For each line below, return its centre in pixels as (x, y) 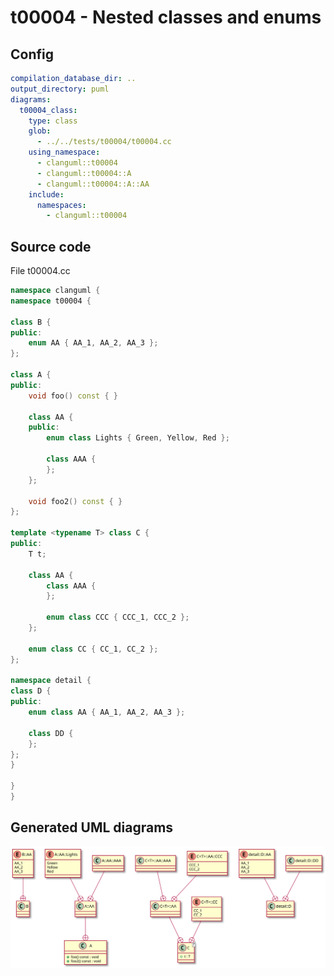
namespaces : (61, 205)
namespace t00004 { (51, 301)
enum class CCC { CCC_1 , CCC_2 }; (118, 617)
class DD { (51, 733)
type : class (53, 121)
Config (32, 54)
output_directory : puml (60, 89)
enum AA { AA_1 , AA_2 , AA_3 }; (93, 343)
